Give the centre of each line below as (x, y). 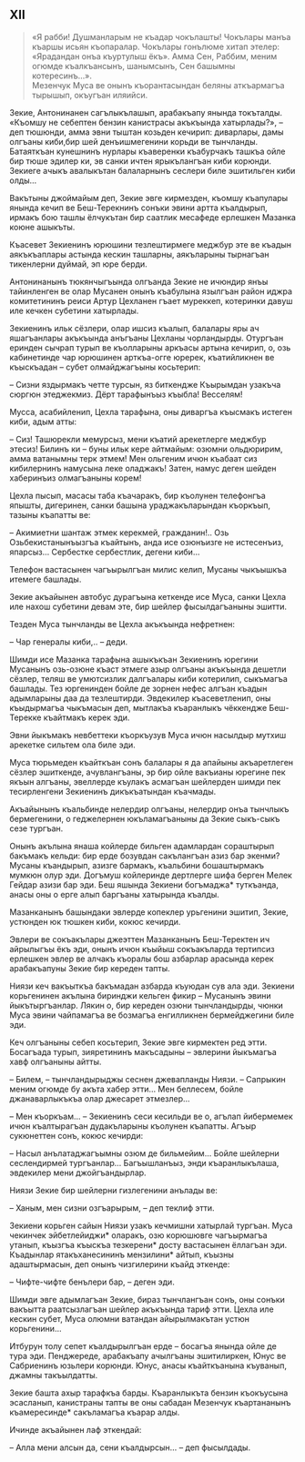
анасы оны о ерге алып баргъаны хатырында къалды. (115, 894)
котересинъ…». (62, 76)
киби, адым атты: (43, 421)
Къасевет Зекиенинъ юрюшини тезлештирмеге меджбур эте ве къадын (151, 244)
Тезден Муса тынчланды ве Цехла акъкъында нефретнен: (122, 624)
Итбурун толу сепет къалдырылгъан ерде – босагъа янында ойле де (143, 1345)
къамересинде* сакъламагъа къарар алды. (95, 1412)
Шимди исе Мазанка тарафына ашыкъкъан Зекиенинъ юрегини (134, 659)
